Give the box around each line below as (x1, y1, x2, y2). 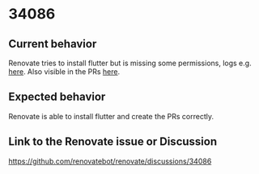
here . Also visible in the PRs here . (8, 67, 121, 77)
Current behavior (8, 37, 97, 51)
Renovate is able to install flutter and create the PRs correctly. (8, 111, 214, 121)
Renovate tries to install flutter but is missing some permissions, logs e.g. (8, 58, 253, 68)
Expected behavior (8, 90, 106, 104)
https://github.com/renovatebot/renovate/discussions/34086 (8, 156, 212, 166)
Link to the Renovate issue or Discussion (8, 135, 217, 149)
